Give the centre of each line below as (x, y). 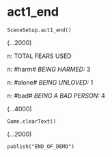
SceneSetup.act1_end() (39, 30)
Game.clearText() (32, 121)
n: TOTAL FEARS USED (39, 56)
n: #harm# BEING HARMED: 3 (49, 69)
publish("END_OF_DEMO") (41, 146)
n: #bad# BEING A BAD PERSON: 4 (56, 96)
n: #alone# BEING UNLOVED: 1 (50, 82)
